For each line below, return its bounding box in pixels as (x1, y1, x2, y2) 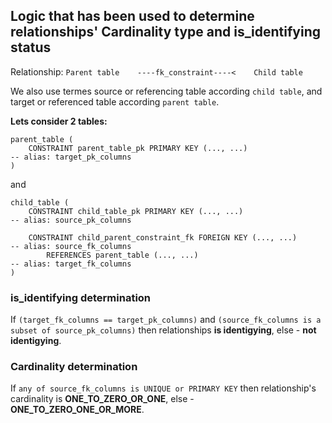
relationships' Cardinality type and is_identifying (10, 24, 322, 41)
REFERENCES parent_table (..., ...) (46, 250, 199, 260)
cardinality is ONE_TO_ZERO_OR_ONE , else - (10, 393, 195, 405)
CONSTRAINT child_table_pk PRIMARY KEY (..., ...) (28, 206, 244, 216)
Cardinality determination (10, 360, 138, 374)
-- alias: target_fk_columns (10, 259, 132, 269)
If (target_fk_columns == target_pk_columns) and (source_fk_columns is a (10, 314, 322, 326)
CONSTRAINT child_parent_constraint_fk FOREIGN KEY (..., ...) (28, 232, 298, 243)
